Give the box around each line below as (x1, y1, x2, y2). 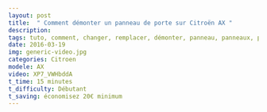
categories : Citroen (8, 56, 77, 64)
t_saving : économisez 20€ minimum (8, 92, 123, 100)
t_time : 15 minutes (8, 77, 73, 85)
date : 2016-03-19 (8, 41, 66, 49)
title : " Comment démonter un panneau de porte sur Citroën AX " (8, 19, 233, 27)
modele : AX (8, 63, 44, 71)
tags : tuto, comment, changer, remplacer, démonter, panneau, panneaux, (8, 33, 254, 42)
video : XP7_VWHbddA (8, 70, 73, 78)
